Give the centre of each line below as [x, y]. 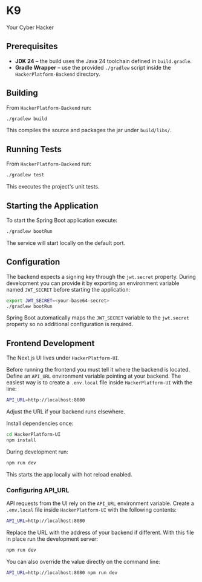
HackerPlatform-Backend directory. [58, 74]
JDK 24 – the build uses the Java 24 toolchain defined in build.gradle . [103, 61]
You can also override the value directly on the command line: [83, 561]
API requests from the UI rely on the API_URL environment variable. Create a [100, 503]
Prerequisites [32, 46]
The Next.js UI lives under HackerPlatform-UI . [63, 358]
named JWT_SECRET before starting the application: [68, 289]
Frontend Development [50, 343]
